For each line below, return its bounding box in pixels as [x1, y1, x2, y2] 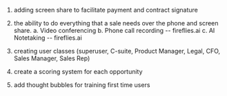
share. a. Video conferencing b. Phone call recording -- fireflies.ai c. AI [13, 27, 215, 34]
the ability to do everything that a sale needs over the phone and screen [13, 19, 219, 27]
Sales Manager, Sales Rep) [13, 54, 90, 62]
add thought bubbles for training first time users [13, 81, 150, 88]
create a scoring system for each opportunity [13, 68, 143, 75]
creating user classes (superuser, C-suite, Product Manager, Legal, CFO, [13, 47, 221, 55]
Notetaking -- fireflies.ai [13, 34, 83, 42]
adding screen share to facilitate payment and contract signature [13, 6, 198, 14]
